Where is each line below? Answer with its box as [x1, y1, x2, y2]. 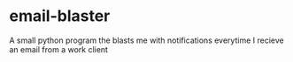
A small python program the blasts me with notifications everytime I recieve [9, 35, 285, 45]
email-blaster [9, 6, 111, 26]
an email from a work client [9, 44, 109, 54]
